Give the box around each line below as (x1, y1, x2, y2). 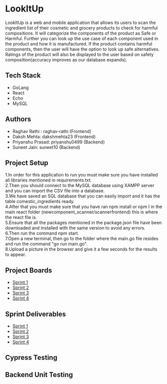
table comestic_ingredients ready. (5, 198, 75, 204)
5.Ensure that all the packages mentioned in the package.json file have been (5, 219, 162, 225)
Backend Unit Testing (5, 370, 73, 379)
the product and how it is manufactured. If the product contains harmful (5, 40, 153, 46)
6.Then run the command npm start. (5, 230, 79, 236)
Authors (5, 115, 31, 123)
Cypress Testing (5, 353, 57, 362)
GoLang (12, 84, 29, 90)
